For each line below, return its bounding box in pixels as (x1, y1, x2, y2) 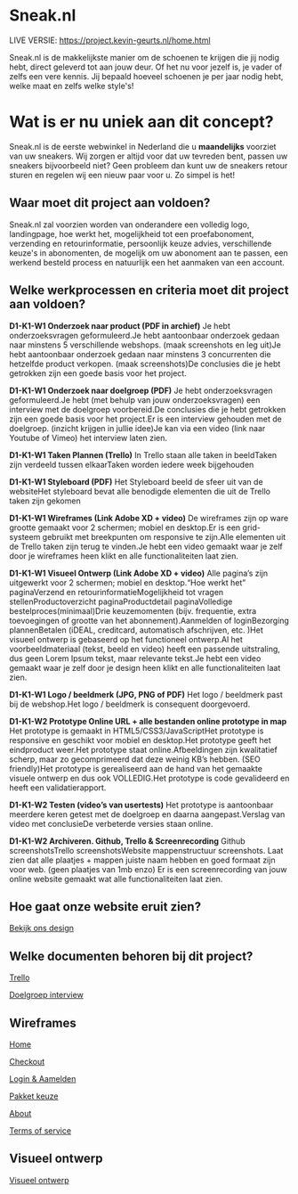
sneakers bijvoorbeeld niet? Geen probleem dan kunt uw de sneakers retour (9, 159, 288, 170)
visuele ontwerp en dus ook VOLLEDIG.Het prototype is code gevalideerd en (9, 773, 290, 783)
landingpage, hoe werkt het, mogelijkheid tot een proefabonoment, (9, 228, 254, 239)
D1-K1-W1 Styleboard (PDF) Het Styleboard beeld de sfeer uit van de (9, 476, 264, 487)
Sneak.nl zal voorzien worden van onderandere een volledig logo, (9, 219, 250, 230)
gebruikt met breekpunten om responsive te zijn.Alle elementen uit (42, 531, 286, 542)
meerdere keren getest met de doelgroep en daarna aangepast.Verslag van (9, 808, 286, 820)
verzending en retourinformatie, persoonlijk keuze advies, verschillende (9, 238, 272, 249)
